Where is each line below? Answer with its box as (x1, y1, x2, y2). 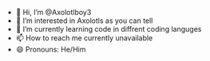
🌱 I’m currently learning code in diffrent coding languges (15, 25, 202, 33)
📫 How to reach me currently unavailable (15, 33, 153, 43)
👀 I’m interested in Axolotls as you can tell (15, 16, 153, 25)
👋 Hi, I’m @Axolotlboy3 (15, 8, 92, 17)
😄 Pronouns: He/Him (15, 44, 86, 54)
